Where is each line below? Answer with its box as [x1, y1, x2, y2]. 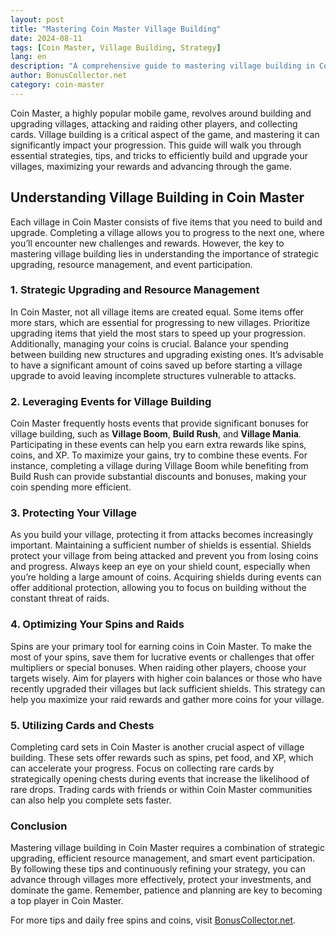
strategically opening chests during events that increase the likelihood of [10, 773, 310, 785]
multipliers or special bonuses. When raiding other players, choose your [10, 661, 307, 673]
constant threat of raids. [10, 592, 110, 605]
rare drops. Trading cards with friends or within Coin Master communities [10, 784, 313, 796]
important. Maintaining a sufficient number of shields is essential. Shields [10, 539, 312, 551]
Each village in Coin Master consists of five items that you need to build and [10, 216, 323, 228]
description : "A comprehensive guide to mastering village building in [10, 61, 315, 71]
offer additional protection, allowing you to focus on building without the [10, 582, 307, 594]
